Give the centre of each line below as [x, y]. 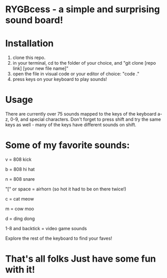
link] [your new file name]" [40, 68]
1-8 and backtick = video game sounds [46, 228]
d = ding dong [20, 218]
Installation [30, 44]
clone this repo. [29, 58]
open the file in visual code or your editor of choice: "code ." [76, 74]
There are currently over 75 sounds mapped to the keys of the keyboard [81, 114]
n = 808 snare [20, 179]
